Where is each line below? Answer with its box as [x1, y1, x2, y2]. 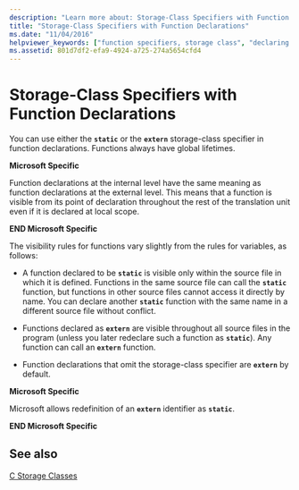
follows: [9, 250, 38, 261]
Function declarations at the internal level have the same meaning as [9, 178, 262, 189]
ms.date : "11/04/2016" [9, 30, 94, 38]
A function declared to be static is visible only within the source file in [21, 267, 282, 278]
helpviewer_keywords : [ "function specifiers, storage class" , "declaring [9, 38, 290, 47]
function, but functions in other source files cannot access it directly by [21, 287, 286, 298]
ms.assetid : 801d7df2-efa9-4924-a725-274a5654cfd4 [9, 46, 202, 55]
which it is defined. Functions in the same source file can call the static [21, 277, 287, 288]
